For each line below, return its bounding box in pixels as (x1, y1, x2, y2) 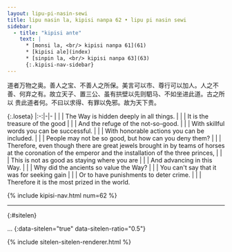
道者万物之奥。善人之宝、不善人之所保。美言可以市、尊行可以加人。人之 (7, 81, 213, 90)
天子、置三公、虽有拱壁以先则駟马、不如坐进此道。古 (61, 90, 213, 98)
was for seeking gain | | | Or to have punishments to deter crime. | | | (7, 170, 202, 179)
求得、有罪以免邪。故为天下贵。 (68, 98, 160, 107)
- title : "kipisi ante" (13, 29, 81, 36)
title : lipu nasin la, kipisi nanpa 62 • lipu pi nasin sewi (7, 17, 187, 23)
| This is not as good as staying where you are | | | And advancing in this (7, 156, 213, 164)
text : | (19, 36, 41, 43)
